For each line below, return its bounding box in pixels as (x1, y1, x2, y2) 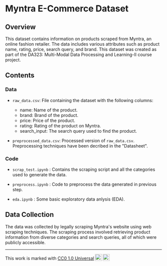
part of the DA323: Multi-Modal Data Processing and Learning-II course (5, 52, 152, 57)
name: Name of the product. (19, 107, 78, 113)
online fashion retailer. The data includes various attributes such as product (5, 41, 160, 47)
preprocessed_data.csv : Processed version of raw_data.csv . (12, 137, 135, 144)
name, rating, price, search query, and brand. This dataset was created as (5, 47, 157, 52)
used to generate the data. (12, 171, 67, 177)
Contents (5, 71, 35, 80)
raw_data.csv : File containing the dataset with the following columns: (12, 97, 154, 103)
